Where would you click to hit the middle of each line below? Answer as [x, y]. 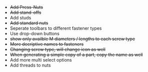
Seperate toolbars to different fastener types [56, 28]
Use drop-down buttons [35, 34]
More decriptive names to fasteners [47, 44]
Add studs [20, 18]
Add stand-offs [25, 12]
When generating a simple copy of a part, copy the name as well [76, 55]
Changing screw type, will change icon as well [58, 49]
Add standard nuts [29, 23]
